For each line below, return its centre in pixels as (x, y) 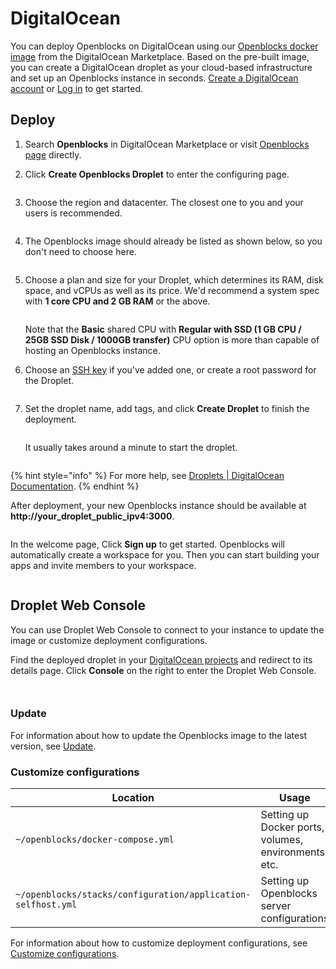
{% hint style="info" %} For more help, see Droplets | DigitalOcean (147, 475)
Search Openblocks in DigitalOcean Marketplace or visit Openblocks (167, 144)
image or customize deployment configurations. (109, 640)
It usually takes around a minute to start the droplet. (131, 447)
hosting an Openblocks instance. (92, 350)
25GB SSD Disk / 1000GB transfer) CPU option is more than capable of (172, 339)
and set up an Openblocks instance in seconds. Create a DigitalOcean (154, 78)
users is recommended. (73, 213)
